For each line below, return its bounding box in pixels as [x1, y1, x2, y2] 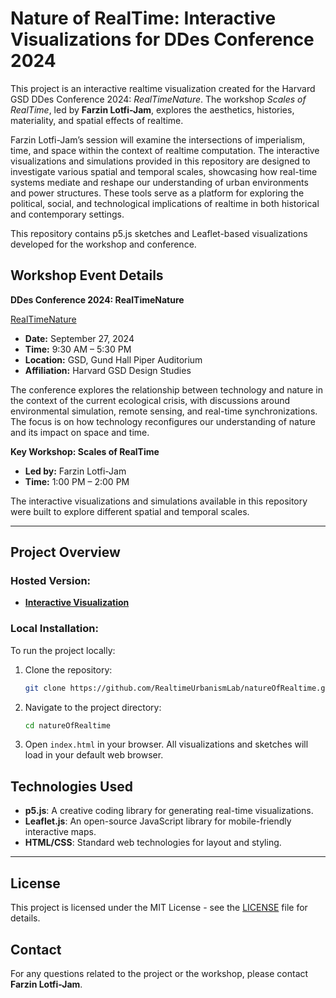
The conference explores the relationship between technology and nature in [10, 383, 323, 396]
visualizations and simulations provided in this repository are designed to [10, 155, 311, 167]
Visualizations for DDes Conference [10, 28, 315, 51]
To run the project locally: [10, 644, 116, 656]
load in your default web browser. [24, 749, 164, 761]
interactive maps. [24, 826, 97, 838]
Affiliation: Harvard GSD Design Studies [24, 364, 192, 376]
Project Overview [10, 544, 121, 561]
